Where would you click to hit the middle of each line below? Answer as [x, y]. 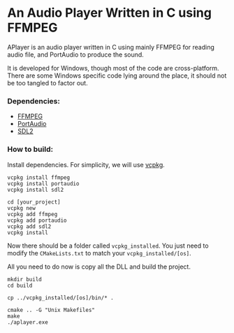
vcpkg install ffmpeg [39, 177]
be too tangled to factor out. [48, 83]
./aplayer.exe [28, 322]
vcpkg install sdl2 [36, 190]
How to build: [30, 150]
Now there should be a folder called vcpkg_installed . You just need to [108, 246]
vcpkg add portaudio [37, 220]
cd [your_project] [34, 202]
